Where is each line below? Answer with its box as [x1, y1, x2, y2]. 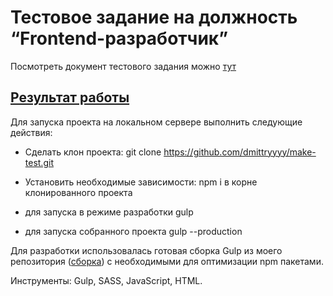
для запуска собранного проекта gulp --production [24, 225, 243, 237]
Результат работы [10, 89, 130, 106]
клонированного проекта [24, 186, 133, 198]
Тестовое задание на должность [10, 6, 298, 29]
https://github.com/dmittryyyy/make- [163, 146, 317, 158]
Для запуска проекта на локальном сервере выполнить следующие [10, 116, 303, 128]
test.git [24, 156, 54, 168]
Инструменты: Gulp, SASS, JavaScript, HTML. [10, 274, 203, 286]
